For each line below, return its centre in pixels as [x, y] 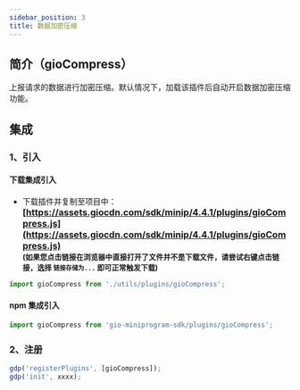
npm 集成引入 [34, 305]
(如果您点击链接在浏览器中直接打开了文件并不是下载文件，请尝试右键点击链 [150, 257]
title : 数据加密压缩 [43, 26]
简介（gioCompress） [71, 64]
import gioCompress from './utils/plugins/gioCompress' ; [117, 284]
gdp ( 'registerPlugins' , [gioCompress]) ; [86, 369]
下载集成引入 [33, 180]
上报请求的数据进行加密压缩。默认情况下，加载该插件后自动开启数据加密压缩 [150, 87]
